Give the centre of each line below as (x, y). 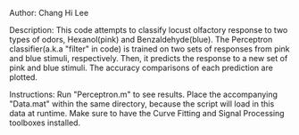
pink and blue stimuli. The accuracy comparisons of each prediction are (141, 67)
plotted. (24, 77)
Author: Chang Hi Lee (49, 13)
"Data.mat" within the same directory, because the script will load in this (142, 104)
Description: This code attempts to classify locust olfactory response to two (149, 30)
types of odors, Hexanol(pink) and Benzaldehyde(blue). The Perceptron (141, 40)
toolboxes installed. (45, 123)
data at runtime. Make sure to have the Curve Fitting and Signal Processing (147, 113)
